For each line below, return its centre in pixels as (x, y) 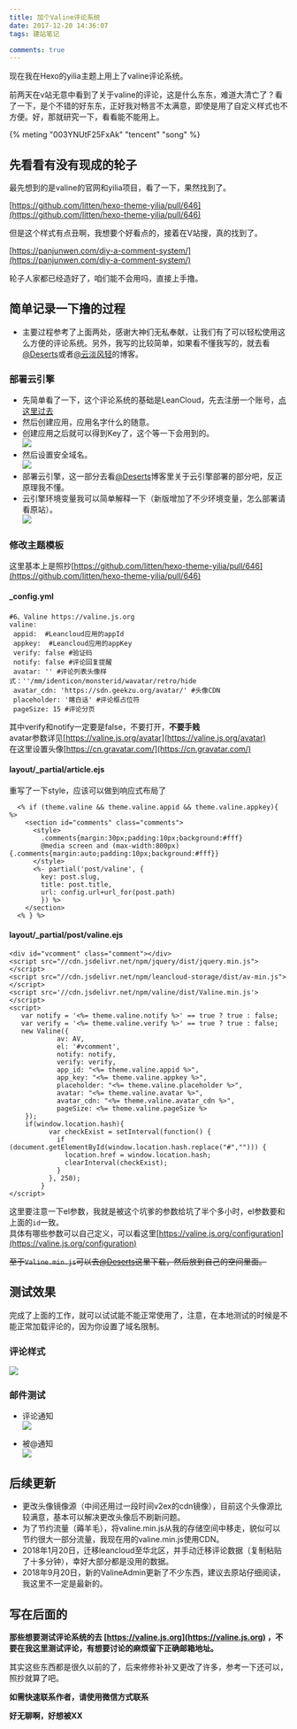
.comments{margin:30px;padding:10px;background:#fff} (142, 838)
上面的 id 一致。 (37, 1223)
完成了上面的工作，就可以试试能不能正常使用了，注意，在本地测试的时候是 (145, 1315)
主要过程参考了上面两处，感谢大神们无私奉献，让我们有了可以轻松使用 (150, 332)
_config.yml (32, 596)
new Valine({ (45, 1032)
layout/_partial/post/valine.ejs (66, 935)
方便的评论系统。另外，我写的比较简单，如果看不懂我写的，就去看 (150, 342)
